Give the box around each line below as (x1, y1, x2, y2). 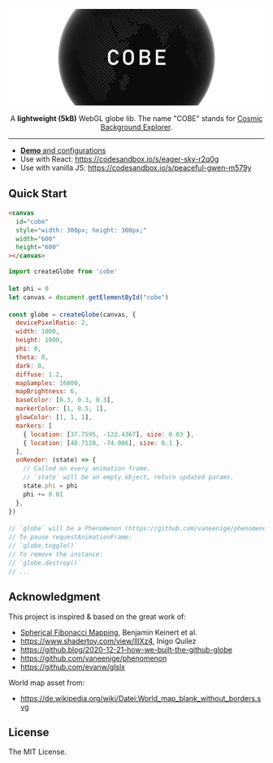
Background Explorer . (100, 123, 173, 132)
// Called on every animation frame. (23, 465, 151, 473)
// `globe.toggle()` (8, 542, 79, 550)
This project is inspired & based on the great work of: (8, 611, 187, 622)
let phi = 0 (8, 284, 49, 293)
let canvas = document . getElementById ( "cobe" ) (8, 293, 169, 301)
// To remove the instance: (8, 550, 104, 559)
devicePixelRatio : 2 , (15, 319, 89, 327)
